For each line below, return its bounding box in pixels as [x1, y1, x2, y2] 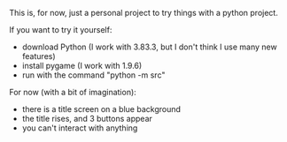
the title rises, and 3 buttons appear [21, 114, 153, 123]
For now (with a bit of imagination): [9, 87, 137, 97]
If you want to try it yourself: [9, 25, 112, 34]
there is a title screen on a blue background [21, 104, 182, 114]
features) [21, 51, 56, 61]
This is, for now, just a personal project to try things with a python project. [9, 8, 279, 18]
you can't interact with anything [21, 123, 138, 133]
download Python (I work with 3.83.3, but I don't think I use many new [21, 41, 277, 52]
